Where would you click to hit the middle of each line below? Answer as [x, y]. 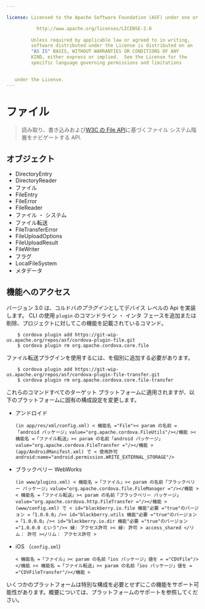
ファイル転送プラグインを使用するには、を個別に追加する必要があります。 [100, 358]
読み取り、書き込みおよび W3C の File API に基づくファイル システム [106, 130]
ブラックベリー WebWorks [48, 470]
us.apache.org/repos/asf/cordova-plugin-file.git [71, 340]
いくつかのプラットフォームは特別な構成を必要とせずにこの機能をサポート [100, 584]
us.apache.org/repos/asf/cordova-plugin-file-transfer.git [83, 375]
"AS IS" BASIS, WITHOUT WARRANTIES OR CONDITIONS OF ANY [105, 52]
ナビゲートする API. [57, 138]
